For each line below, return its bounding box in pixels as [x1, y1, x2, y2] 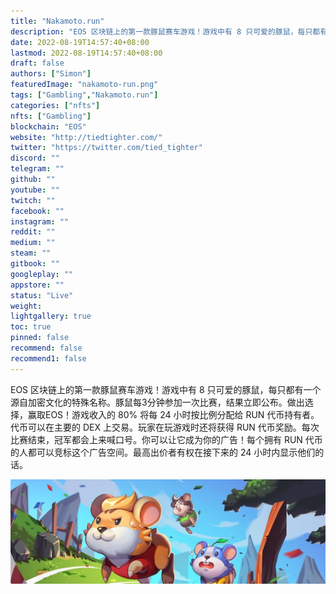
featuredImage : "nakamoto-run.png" [10, 80, 159, 90]
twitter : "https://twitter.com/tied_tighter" [10, 143, 203, 153]
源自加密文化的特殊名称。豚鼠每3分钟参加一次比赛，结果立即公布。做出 [10, 396, 305, 408]
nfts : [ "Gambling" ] [10, 111, 92, 121]
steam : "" [10, 248, 52, 259]
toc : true [10, 322, 52, 332]
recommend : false [10, 343, 83, 353]
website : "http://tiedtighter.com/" [10, 132, 163, 142]
